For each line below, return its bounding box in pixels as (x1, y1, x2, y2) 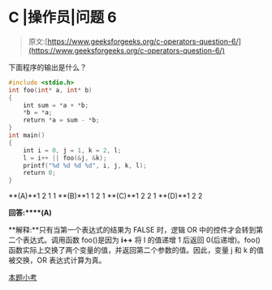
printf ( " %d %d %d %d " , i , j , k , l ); (23, 161, 148, 169)
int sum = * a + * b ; (23, 101, 89, 109)
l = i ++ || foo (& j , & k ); (23, 154, 107, 162)
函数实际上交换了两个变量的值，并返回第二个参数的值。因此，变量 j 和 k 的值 (8, 245, 264, 255)
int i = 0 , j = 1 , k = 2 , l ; (23, 146, 122, 155)
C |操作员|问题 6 (8, 8, 117, 27)
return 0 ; (23, 168, 57, 177)
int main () (8, 131, 45, 139)
